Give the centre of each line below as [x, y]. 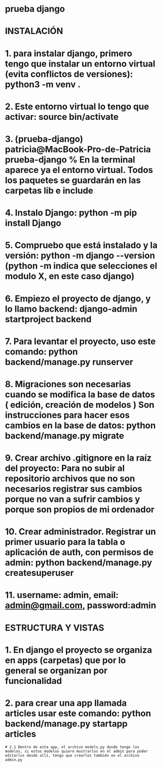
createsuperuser [39, 573]
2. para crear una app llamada [66, 703]
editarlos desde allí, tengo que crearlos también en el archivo [72, 755]
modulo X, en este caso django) [70, 276]
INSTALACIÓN [34, 31]
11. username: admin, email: [62, 595]
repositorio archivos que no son [70, 479]
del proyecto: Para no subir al [65, 468]
